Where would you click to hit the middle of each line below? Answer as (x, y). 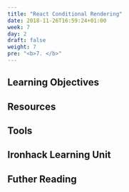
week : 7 (19, 27)
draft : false (27, 41)
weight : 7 (22, 47)
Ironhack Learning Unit (60, 155)
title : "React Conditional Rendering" (65, 14)
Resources (32, 106)
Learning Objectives (53, 82)
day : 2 (17, 34)
